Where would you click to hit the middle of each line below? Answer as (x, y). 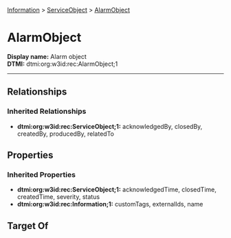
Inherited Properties (41, 174)
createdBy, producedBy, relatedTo (66, 134)
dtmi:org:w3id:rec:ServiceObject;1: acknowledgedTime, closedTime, (117, 190)
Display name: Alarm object (47, 56)
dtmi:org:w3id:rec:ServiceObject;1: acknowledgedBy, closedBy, (110, 126)
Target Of (28, 226)
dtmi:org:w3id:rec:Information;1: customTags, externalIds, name (110, 204)
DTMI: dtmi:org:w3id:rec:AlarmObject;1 (63, 64)
